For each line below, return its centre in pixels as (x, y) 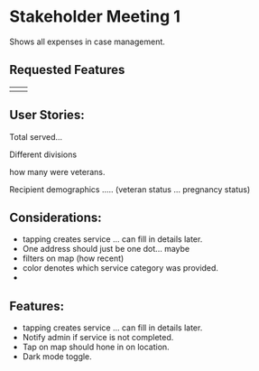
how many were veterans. (57, 172)
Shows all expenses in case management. (87, 42)
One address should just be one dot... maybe (106, 249)
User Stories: (47, 115)
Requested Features (67, 70)
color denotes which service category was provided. (120, 268)
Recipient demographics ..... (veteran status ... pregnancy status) (130, 189)
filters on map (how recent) (73, 258)
